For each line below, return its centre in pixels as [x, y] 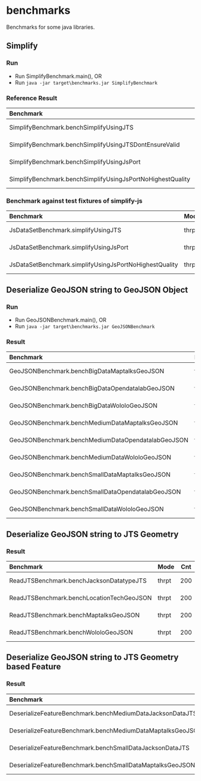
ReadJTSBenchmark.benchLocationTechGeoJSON [80, 597]
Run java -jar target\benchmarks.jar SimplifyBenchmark [86, 82]
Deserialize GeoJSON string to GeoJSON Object [97, 289]
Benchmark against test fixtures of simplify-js [74, 200]
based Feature [34, 667]
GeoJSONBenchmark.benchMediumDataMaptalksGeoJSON [94, 423]
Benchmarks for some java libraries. [51, 27]
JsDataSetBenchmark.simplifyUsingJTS [65, 230]
